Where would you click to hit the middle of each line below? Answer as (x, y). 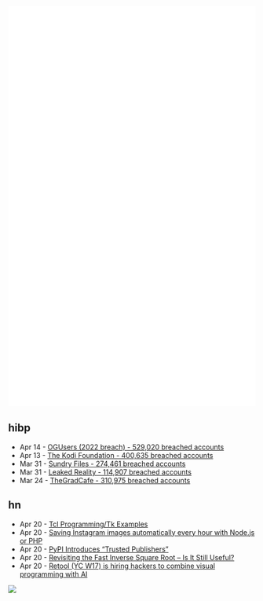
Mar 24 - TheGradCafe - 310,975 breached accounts (105, 480)
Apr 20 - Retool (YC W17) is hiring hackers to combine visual (117, 566)
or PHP (31, 541)
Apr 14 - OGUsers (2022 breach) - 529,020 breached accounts (122, 447)
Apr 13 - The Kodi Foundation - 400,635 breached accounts (116, 455)
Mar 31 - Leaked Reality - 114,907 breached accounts (106, 472)
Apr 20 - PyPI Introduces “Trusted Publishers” (94, 549)
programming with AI (53, 574)
